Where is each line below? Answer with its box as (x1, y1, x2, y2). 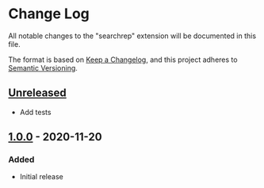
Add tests (19, 107, 52, 117)
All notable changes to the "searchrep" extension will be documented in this (8, 31, 256, 40)
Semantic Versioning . (8, 63, 78, 72)
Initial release (19, 172, 63, 182)
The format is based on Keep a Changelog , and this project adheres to (8, 55, 238, 64)
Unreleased (8, 86, 67, 100)
